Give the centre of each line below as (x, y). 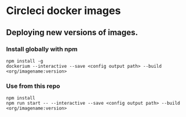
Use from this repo (33, 86)
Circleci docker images (64, 11)
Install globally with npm (42, 49)
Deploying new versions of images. (72, 32)
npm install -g (25, 61)
